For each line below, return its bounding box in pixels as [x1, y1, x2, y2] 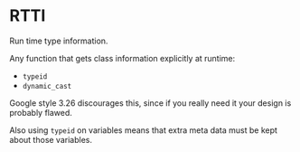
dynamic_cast [22, 81, 72, 90]
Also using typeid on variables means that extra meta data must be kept [9, 124, 278, 136]
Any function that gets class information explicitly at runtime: [9, 52, 236, 63]
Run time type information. [9, 35, 108, 46]
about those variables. [9, 134, 93, 145]
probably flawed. [9, 107, 72, 118]
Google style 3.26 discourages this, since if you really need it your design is [9, 97, 292, 109]
